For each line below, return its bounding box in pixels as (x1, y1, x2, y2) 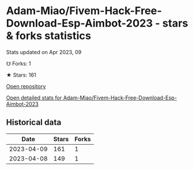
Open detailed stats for (6, 94, 62, 101)
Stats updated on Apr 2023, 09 (6, 48, 82, 55)
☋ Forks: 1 (6, 60, 31, 67)
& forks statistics (6, 29, 92, 42)
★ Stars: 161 (6, 71, 37, 78)
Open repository (6, 82, 46, 89)
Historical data (6, 118, 62, 128)
